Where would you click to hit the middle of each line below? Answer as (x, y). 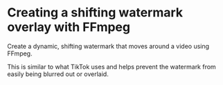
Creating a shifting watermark (95, 13)
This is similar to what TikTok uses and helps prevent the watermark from (111, 66)
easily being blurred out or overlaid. (58, 74)
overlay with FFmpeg (69, 27)
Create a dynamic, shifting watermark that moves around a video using (108, 46)
